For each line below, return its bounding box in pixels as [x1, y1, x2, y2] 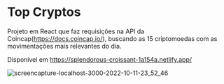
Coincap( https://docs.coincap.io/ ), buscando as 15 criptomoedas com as [7, 34, 218, 42]
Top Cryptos [7, 4, 81, 20]
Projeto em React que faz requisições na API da [7, 27, 145, 35]
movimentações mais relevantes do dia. [7, 42, 122, 50]
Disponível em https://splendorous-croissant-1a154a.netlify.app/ [7, 55, 192, 63]
